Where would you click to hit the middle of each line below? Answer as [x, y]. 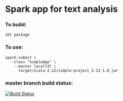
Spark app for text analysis [61, 9]
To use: [14, 47]
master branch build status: [39, 83]
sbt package [17, 35]
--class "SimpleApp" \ [33, 62]
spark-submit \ [21, 57]
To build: [16, 25]
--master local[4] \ [35, 66]
